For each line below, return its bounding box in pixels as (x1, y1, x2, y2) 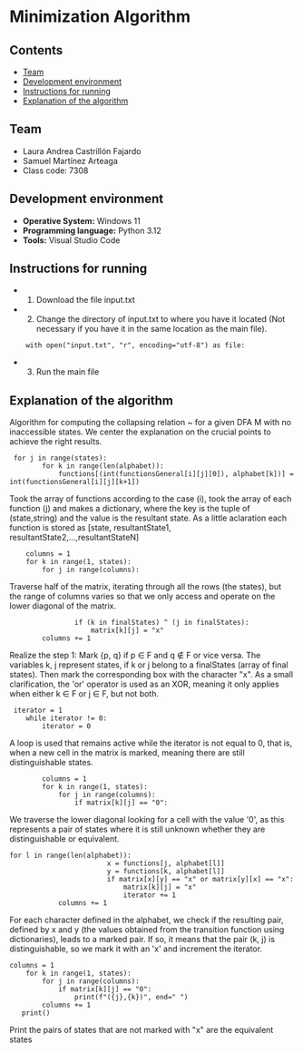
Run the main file (35, 366, 100, 377)
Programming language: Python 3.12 (22, 225, 161, 236)
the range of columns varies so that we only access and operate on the (9, 591, 276, 602)
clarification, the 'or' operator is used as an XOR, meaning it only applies (9, 678, 279, 690)
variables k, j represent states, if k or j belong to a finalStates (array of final (9, 659, 288, 670)
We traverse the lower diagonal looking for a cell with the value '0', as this (9, 814, 285, 825)
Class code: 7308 (22, 165, 89, 176)
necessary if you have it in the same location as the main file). (35, 324, 268, 335)
